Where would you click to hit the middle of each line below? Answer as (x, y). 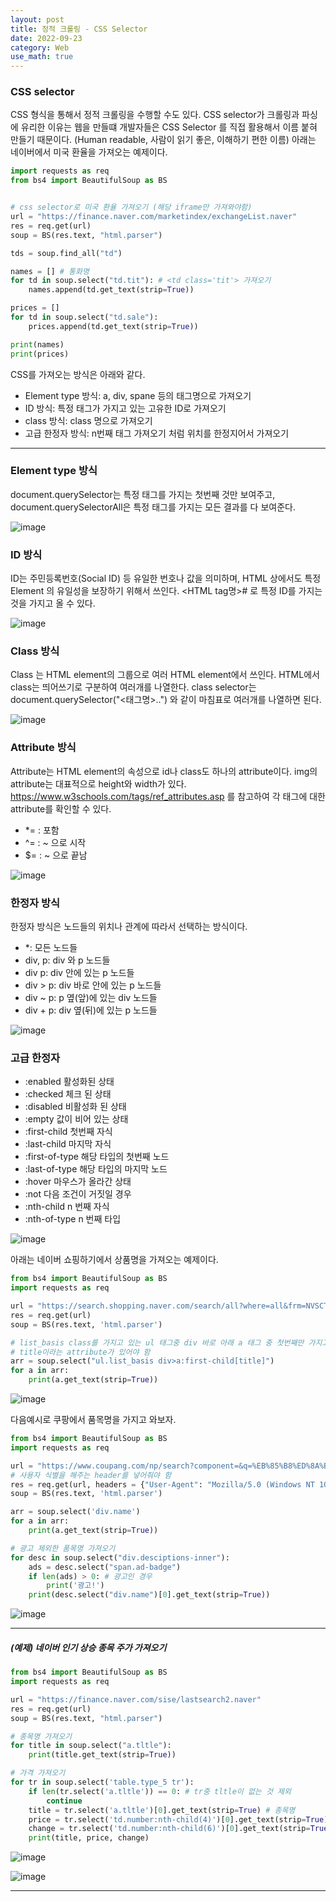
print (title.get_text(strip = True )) (102, 1755)
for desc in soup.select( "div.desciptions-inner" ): (120, 1557)
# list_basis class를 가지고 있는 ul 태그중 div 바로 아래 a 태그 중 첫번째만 (157, 1342)
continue (64, 1801)
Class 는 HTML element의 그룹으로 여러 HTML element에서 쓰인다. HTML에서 (165, 675)
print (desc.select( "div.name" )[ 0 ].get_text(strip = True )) (149, 1595)
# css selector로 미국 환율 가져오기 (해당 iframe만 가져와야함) (131, 207)
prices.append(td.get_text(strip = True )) (113, 326)
